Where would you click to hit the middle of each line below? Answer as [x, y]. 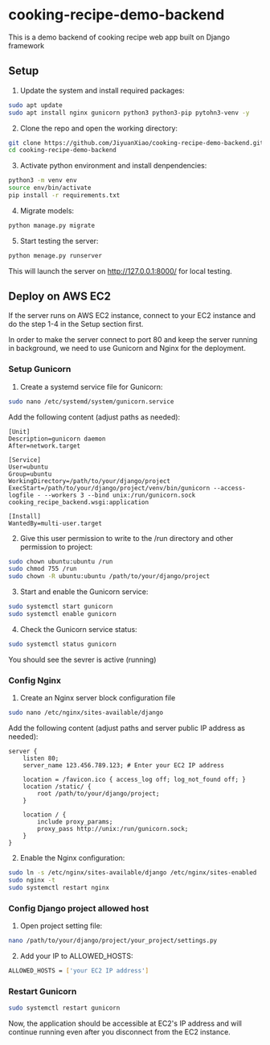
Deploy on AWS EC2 [59, 297]
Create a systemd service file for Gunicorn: [91, 386]
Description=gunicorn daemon [57, 439]
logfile [21, 495]
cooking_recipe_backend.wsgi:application [79, 502]
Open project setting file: [61, 925]
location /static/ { [57, 787]
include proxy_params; [75, 822]
